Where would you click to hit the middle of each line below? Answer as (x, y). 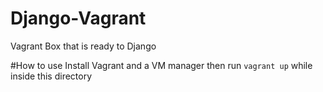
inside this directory (51, 76)
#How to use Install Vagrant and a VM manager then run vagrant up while (161, 65)
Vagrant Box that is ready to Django (83, 46)
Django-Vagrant (78, 18)
